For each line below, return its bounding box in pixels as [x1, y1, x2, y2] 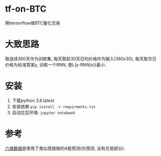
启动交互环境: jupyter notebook [12, 109, 75, 115]
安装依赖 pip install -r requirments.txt [12, 103, 96, 109]
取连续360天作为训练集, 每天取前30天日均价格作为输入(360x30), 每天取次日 [5, 56, 157, 62]
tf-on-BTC [5, 3, 47, 15]
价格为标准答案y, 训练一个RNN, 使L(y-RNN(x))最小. [5, 62, 107, 67]
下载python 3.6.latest [12, 97, 54, 103]
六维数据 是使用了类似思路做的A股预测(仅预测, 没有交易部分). [5, 145, 125, 151]
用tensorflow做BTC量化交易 [5, 20, 61, 26]
